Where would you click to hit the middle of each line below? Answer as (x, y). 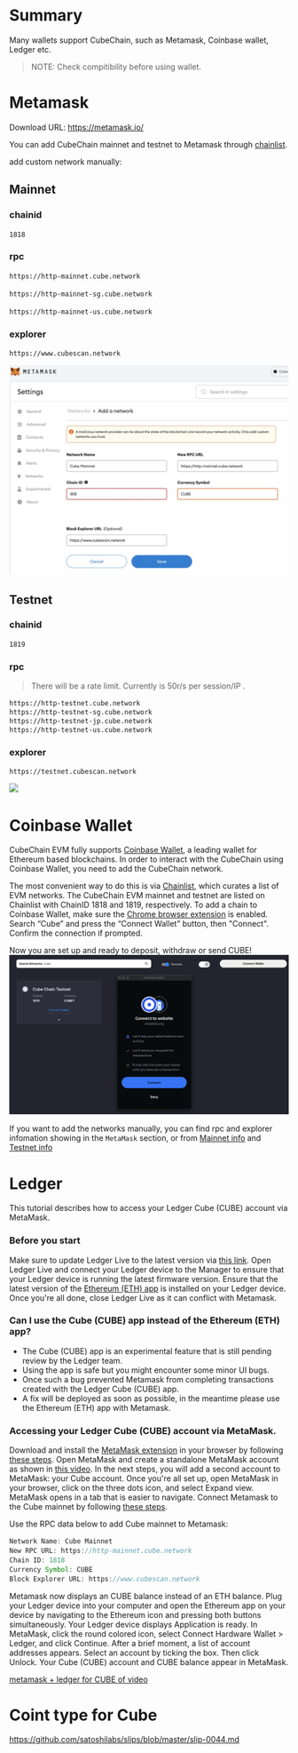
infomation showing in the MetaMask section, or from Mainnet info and (135, 1138)
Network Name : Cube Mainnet (61, 1542)
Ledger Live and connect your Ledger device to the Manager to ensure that (147, 1269)
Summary (46, 16)
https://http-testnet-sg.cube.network (81, 713)
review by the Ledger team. (72, 1360)
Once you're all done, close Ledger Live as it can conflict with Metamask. (143, 1297)
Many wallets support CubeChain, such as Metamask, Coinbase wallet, (139, 40)
